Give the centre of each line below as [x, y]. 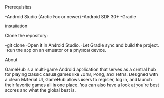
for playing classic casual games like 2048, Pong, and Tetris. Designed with [82, 74]
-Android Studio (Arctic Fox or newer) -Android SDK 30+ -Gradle [70, 16]
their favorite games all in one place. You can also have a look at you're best [82, 85]
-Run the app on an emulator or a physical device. [56, 50]
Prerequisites [18, 7]
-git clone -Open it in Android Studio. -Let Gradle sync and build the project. [82, 45]
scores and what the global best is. [41, 90]
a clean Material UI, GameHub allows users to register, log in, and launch [79, 80]
